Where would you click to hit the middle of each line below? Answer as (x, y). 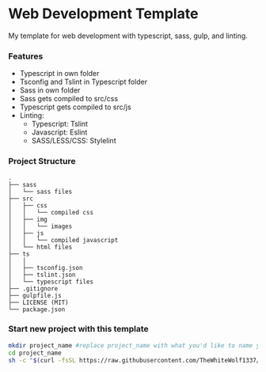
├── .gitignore (33, 288)
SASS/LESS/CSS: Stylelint (74, 141)
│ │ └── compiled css (51, 212)
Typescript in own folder (59, 74)
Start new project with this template (78, 329)
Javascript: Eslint (59, 132)
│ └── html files (40, 247)
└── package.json (37, 309)
